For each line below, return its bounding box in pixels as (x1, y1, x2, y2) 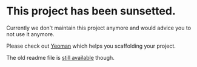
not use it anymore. (6, 30, 55, 37)
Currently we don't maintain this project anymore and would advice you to (6, 24, 192, 31)
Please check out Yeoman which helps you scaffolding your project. (6, 42, 176, 49)
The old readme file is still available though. (6, 54, 115, 61)
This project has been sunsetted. (6, 4, 176, 18)
